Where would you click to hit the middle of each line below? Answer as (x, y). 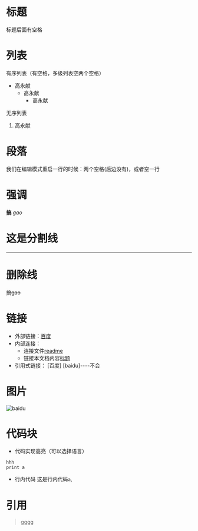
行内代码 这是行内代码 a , (43, 479)
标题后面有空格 (24, 29)
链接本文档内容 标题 (47, 358)
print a (16, 468)
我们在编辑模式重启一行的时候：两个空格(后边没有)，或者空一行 (83, 169)
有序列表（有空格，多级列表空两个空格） (55, 73)
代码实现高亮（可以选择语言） (51, 451)
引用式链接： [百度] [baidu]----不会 (57, 365)
